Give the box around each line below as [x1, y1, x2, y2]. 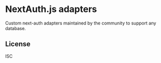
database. [5, 25, 26, 31]
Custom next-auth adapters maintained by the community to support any [5, 20, 156, 26]
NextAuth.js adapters [5, 3, 97, 15]
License [5, 40, 31, 48]
